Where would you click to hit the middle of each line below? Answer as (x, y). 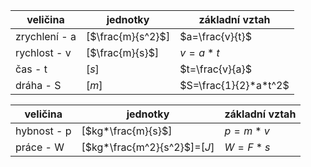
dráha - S (38, 85)
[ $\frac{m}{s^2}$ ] (128, 36)
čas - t (31, 69)
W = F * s (247, 147)
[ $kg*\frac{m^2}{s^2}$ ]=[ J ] (148, 147)
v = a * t (199, 52)
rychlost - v (43, 52)
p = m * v (247, 131)
